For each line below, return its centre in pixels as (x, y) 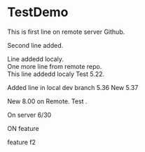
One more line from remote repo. (55, 66)
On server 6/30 (29, 115)
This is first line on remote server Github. (66, 32)
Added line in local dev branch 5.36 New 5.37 (73, 87)
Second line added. (35, 45)
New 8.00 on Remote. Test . (47, 101)
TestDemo (38, 12)
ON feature (23, 128)
